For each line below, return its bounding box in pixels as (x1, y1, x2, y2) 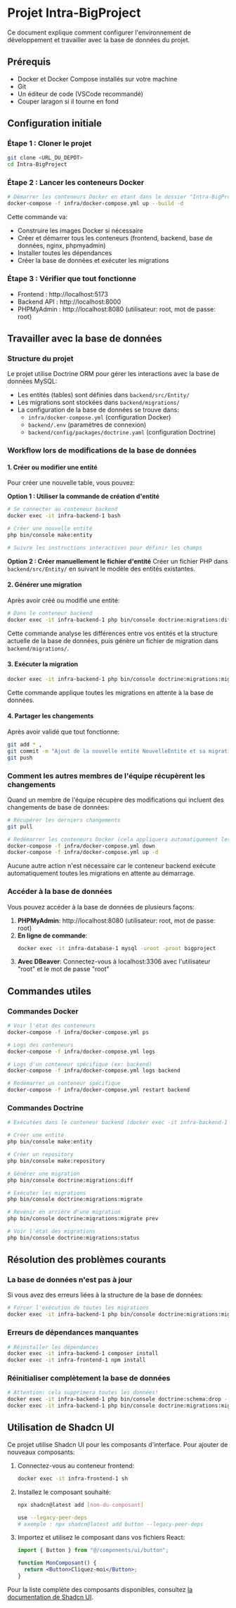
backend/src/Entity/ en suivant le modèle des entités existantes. (7, 564, 195, 573)
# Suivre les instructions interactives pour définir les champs (7, 544, 202, 551)
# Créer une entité (7, 1132, 65, 1139)
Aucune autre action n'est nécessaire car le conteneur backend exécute (7, 862, 216, 870)
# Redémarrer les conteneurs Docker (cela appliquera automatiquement (7, 836, 218, 843)
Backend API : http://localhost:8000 (17, 297, 122, 306)
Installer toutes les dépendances (17, 249, 112, 257)
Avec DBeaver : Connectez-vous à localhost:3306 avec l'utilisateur (17, 957, 211, 966)
